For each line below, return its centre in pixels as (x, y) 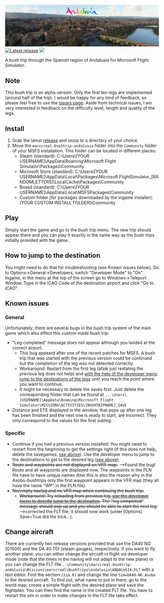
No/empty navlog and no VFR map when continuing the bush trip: (78, 491)
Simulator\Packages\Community (52, 166)
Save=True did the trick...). (46, 517)
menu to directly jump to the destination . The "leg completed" (82, 501)
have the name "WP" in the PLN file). (49, 485)
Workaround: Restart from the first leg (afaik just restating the (81, 368)
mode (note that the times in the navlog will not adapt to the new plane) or (79, 559)
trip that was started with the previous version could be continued (86, 358)
